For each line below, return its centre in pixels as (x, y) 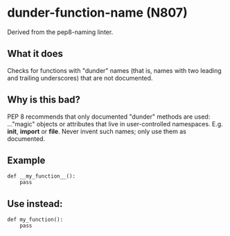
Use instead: (35, 204)
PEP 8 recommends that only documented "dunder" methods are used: (109, 117)
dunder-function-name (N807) (98, 13)
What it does (35, 54)
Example (26, 160)
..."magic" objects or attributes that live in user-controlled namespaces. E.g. (115, 124)
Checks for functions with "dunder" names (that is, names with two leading (114, 70)
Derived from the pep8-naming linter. (60, 32)
